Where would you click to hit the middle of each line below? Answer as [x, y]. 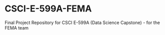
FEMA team [16, 27]
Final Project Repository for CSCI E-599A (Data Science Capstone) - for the [82, 22]
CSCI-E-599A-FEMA [48, 9]
